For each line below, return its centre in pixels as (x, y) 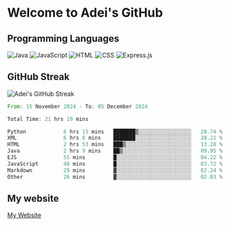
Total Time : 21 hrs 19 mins (48, 119)
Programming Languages (63, 39)
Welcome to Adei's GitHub (85, 13)
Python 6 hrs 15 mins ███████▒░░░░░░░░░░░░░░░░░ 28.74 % (115, 131)
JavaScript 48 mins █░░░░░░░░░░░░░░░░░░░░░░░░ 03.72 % (115, 164)
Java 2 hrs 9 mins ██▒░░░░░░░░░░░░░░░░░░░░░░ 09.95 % (115, 151)
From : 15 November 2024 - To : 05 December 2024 (78, 106)
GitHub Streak (38, 77)
